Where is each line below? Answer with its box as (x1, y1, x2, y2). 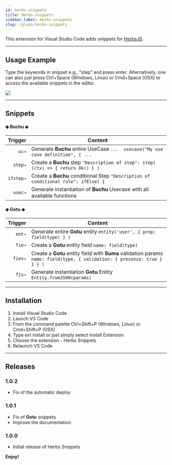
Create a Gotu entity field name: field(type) (31, 241, 138, 249)
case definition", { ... (31, 152, 92, 157)
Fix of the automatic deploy (12, 389, 71, 395)
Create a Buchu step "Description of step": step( (31, 158, 156, 166)
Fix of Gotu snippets (12, 414, 56, 420)
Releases (5, 362, 35, 371)
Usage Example (5, 55, 56, 64)
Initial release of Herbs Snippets (12, 443, 80, 450)
